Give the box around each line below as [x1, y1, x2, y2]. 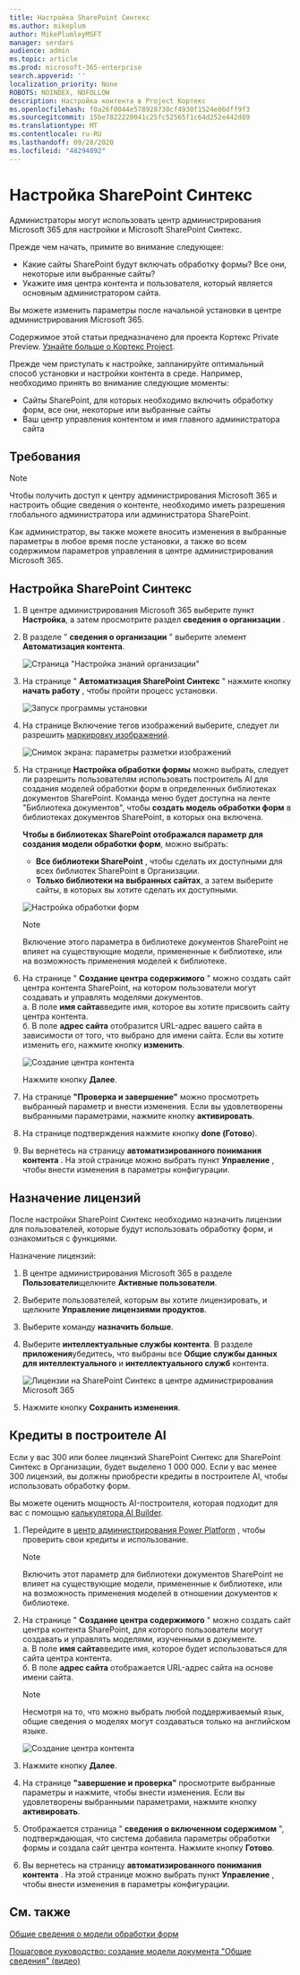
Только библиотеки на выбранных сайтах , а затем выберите [35, 875, 274, 886]
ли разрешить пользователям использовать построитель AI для [21, 774, 269, 784]
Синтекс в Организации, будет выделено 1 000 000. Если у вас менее [9, 1461, 278, 1472]
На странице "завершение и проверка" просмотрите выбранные [21, 1777, 276, 1788]
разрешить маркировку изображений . [21, 730, 170, 740]
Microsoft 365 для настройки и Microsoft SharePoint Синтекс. [9, 224, 243, 235]
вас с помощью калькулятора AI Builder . [9, 1507, 164, 1518]
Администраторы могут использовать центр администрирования [9, 214, 261, 225]
